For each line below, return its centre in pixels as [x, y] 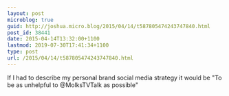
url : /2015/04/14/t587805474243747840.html [70, 58]
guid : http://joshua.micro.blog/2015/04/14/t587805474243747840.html [109, 26]
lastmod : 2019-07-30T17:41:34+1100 [58, 45]
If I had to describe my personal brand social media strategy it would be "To [115, 77]
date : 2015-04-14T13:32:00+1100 [53, 39]
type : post [23, 52]
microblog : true [30, 20]
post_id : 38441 [29, 33]
